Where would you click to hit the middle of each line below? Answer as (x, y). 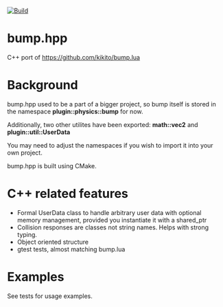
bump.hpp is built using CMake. (52, 166)
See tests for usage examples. (50, 296)
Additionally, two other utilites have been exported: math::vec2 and (103, 124)
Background (43, 85)
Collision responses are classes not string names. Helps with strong (113, 227)
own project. (25, 152)
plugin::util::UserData (39, 132)
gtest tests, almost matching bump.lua (71, 249)
